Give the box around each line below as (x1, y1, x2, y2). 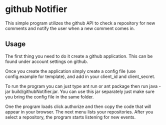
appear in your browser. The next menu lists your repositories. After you (5, 108, 153, 114)
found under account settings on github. (5, 58, 88, 64)
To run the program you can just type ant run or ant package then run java (5, 83, 158, 89)
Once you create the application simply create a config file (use (5, 68, 136, 74)
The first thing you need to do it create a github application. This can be (5, 53, 153, 59)
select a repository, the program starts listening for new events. (5, 114, 136, 120)
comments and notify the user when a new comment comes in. (5, 25, 135, 31)
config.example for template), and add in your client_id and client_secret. (5, 73, 155, 79)
